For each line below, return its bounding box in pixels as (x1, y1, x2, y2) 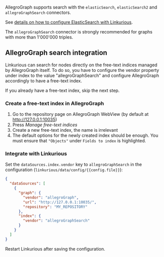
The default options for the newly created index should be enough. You (12, 132, 159, 139)
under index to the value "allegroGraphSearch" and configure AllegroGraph (5, 72, 159, 78)
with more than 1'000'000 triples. (5, 34, 74, 40)
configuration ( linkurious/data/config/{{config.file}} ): (5, 167, 123, 173)
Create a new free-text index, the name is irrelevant (12, 127, 118, 133)
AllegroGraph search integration (5, 48, 108, 57)
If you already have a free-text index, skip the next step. (5, 87, 120, 93)
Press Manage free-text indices (12, 122, 78, 128)
